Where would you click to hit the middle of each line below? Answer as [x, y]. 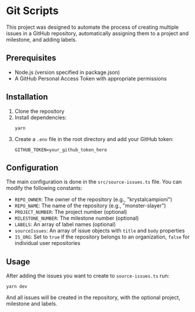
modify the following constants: [44, 188]
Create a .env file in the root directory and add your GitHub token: [94, 139]
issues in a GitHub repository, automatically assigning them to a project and [97, 33]
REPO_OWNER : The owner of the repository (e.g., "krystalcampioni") [93, 199]
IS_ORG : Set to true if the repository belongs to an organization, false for [102, 237]
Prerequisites [31, 58]
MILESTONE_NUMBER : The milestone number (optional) [77, 218]
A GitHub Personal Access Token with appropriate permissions [91, 78]
